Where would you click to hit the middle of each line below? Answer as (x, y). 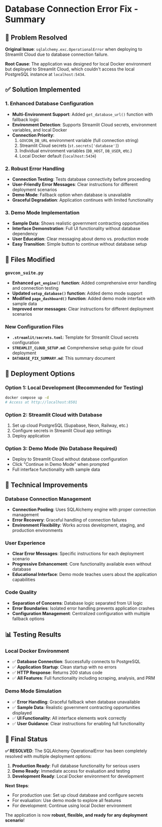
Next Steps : (17, 786)
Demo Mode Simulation (33, 691)
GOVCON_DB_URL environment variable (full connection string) (79, 140)
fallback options (28, 619)
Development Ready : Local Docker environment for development (78, 776)
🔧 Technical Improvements (46, 485)
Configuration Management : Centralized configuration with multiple (81, 613)
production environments (37, 530)
